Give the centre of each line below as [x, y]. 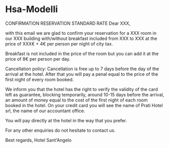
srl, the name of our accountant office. [45, 111]
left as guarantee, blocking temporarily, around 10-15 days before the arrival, [85, 94]
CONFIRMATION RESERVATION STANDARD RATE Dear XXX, [68, 23]
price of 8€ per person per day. [38, 59]
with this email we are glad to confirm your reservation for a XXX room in [81, 33]
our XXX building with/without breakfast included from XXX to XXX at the [81, 38]
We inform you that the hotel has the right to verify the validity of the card [81, 89]
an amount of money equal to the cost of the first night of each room [76, 100]
